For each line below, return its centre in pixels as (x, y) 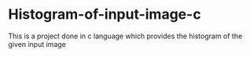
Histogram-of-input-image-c (105, 14)
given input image (37, 44)
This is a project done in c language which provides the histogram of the (125, 36)
